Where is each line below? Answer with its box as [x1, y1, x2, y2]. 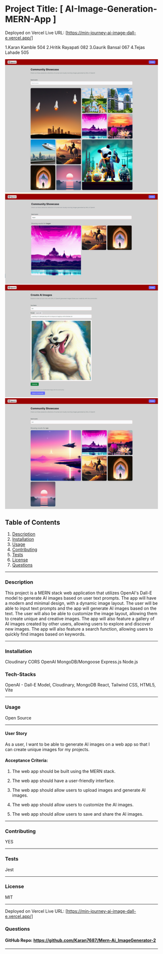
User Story [5, 731, 28, 736]
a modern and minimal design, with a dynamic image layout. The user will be [5, 600, 158, 606]
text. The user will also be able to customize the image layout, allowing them [5, 610, 158, 616]
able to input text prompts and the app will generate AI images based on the [5, 605, 157, 611]
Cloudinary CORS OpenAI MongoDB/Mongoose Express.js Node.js [5, 659, 138, 665]
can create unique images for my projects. [5, 746, 90, 752]
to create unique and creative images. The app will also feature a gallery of [5, 616, 155, 621]
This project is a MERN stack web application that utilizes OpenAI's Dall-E [5, 590, 152, 596]
